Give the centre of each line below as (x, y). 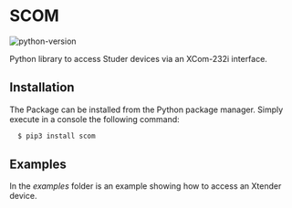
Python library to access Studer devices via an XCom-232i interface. (138, 58)
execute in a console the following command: (94, 119)
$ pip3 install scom (57, 136)
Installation (42, 88)
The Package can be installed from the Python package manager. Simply (146, 109)
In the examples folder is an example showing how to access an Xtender (146, 186)
